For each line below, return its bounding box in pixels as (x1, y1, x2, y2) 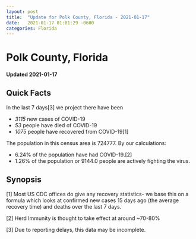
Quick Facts (6, 88, 52, 98)
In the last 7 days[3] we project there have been (6, 103, 124, 111)
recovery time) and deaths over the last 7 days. (6, 203, 122, 210)
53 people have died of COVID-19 (14, 121, 97, 128)
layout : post (6, 8, 39, 15)
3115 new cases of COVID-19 (14, 115, 86, 122)
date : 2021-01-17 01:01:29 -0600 (6, 20, 94, 26)
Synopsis (6, 175, 42, 185)
